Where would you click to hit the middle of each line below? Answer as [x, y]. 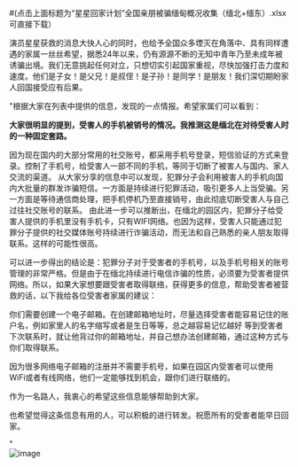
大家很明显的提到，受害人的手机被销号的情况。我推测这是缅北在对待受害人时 [149, 125]
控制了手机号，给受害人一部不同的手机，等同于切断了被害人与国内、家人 [157, 166]
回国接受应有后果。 [51, 87]
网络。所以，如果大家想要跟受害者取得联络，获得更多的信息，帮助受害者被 [145, 284]
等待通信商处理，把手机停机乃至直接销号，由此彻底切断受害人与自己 [164, 199]
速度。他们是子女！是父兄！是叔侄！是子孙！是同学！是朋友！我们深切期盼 [145, 76]
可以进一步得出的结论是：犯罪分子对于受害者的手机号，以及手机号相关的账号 [149, 262]
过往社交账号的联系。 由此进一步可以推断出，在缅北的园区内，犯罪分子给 [142, 210]
